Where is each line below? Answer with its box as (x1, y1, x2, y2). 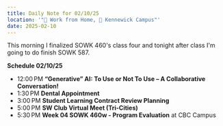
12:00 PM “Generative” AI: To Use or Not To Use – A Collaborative (16, 75, 206, 83)
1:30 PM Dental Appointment (16, 89, 100, 97)
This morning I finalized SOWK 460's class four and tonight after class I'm (7, 42, 215, 50)
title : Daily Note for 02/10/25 (7, 10, 99, 17)
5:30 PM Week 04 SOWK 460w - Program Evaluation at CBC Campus (16, 111, 217, 119)
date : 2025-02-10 (7, 22, 57, 29)
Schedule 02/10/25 (7, 62, 63, 70)
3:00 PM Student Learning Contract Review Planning (16, 97, 170, 105)
